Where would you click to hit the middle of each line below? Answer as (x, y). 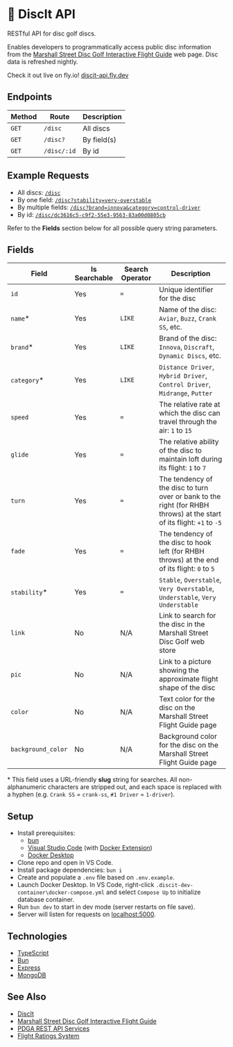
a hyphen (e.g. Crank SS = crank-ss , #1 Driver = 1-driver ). (91, 795)
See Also (27, 997)
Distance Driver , (187, 367)
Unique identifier (186, 290)
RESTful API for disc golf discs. (52, 33)
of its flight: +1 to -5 (190, 523)
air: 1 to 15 (175, 430)
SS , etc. (171, 327)
